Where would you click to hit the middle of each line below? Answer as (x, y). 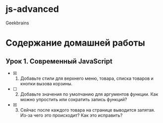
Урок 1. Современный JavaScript (59, 61)
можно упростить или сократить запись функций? (74, 99)
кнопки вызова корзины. (46, 83)
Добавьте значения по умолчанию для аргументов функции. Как (89, 94)
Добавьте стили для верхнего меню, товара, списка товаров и (87, 78)
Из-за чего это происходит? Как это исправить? (71, 115)
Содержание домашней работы (75, 43)
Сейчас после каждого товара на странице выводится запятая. (88, 110)
